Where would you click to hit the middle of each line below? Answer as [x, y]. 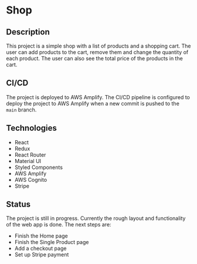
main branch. [21, 110]
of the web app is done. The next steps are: [59, 225]
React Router [30, 155]
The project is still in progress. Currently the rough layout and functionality [96, 218]
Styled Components [39, 167]
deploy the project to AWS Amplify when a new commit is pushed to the [93, 103]
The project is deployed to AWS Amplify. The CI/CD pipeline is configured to [98, 97]
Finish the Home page [41, 236]
